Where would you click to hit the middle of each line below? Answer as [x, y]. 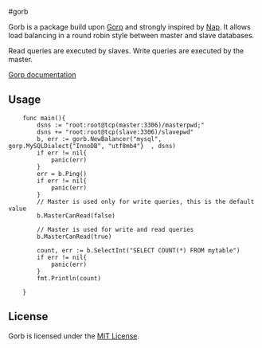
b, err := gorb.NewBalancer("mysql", [99, 139]
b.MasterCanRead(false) [76, 215]
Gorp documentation [42, 74]
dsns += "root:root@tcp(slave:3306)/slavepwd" [115, 132]
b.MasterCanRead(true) [74, 237]
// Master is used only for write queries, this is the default [146, 201]
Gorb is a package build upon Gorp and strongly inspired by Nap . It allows [129, 27]
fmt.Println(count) [69, 278]
